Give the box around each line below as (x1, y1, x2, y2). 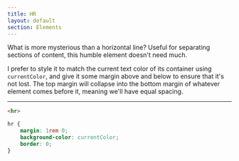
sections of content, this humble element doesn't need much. (7, 51, 187, 59)
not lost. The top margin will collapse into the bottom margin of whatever (7, 80, 221, 88)
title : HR (7, 10, 37, 18)
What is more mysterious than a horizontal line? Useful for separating (7, 43, 211, 52)
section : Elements (7, 24, 62, 31)
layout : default (7, 17, 55, 24)
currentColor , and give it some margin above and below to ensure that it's (7, 72, 224, 80)
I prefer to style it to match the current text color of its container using (7, 65, 212, 73)
